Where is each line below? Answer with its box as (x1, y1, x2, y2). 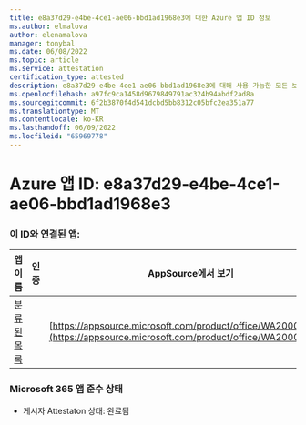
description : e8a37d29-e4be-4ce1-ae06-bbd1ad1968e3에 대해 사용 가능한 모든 (9, 81, 289, 90)
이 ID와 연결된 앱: (9, 228, 80, 240)
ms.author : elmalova (9, 22, 88, 31)
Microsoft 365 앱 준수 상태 (9, 383, 123, 396)
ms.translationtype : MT (9, 106, 100, 116)
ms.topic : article (9, 56, 79, 65)
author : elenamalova (9, 30, 88, 39)
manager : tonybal (9, 38, 76, 48)
